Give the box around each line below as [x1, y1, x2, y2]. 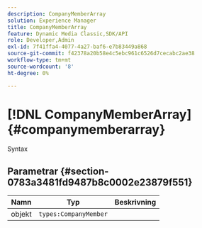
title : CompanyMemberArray [7, 23, 87, 30]
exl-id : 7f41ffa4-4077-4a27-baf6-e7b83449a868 [7, 43, 147, 50]
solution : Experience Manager [7, 17, 97, 24]
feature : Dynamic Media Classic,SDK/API [7, 30, 129, 38]
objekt [11, 210, 32, 220]
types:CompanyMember [38, 210, 108, 218]
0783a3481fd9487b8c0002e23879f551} [7, 176, 193, 188]
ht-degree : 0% [7, 69, 50, 76]
